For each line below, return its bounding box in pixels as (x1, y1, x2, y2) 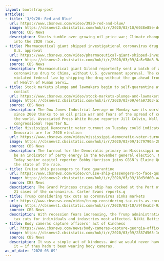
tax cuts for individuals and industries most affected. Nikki (14, 216, 145, 222)
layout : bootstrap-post (5, 7, 54, 12)
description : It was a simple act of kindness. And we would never (9, 239, 150, 244)
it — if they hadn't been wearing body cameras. (14, 244, 115, 249)
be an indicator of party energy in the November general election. (14, 153, 156, 158)
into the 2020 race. (14, 39, 56, 44)
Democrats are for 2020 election (14, 130, 82, 135)
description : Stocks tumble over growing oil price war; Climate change (9, 35, 161, 40)
